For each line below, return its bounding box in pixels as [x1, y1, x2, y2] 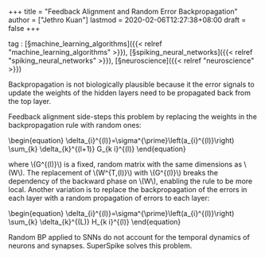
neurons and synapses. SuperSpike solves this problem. [8, 241, 193, 250]
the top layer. [8, 97, 52, 106]
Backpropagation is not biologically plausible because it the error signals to [8, 79, 255, 89]
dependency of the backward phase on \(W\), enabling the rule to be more [8, 176, 253, 186]
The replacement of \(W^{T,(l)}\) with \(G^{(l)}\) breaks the [26, 168, 219, 177]
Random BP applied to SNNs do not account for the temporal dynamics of [8, 233, 251, 241]
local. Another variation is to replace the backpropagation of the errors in [8, 185, 247, 194]
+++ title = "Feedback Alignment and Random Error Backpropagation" [8, 7, 239, 16]
